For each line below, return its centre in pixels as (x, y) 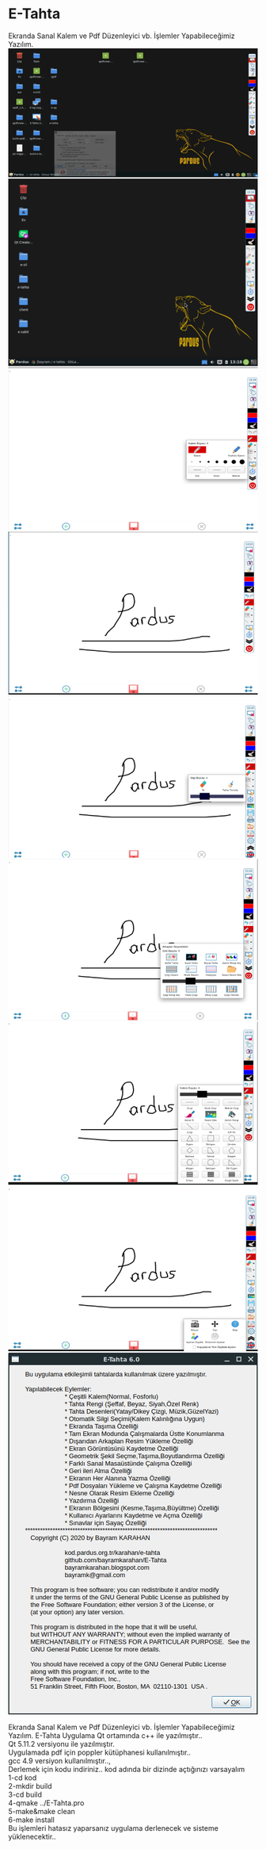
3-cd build (25, 1794)
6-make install (32, 1820)
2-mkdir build (30, 1786)
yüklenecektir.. (32, 1836)
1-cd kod (23, 1778)
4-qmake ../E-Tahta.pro (46, 1803)
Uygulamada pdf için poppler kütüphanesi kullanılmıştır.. (100, 1752)
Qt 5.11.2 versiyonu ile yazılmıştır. (61, 1744)
